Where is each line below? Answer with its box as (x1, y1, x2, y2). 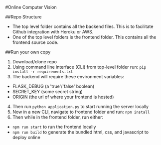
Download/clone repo (12, 59, 57, 64)
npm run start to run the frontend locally (12, 124, 96, 130)
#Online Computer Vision (5, 4, 57, 10)
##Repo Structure (5, 14, 42, 19)
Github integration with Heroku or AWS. (12, 29, 94, 34)
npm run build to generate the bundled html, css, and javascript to (12, 129, 149, 135)
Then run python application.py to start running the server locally (12, 104, 149, 109)
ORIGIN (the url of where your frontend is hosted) (12, 94, 114, 100)
